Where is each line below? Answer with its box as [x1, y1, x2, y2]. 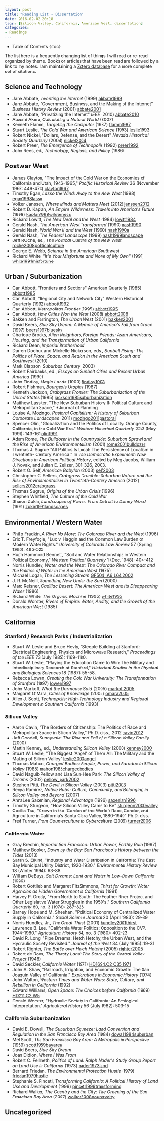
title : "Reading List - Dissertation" [5, 12, 84, 17]
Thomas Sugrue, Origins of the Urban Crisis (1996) [12, 488, 115, 494]
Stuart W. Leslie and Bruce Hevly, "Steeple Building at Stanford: [12, 644, 140, 649]
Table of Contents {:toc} [12, 44, 61, 49]
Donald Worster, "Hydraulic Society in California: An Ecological [12, 998, 139, 1003]
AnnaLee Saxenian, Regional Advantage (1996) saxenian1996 [12, 797, 136, 803]
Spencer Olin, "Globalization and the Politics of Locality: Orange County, [12, 421, 158, 427]
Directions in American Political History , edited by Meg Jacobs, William [12, 457, 155, 463]
